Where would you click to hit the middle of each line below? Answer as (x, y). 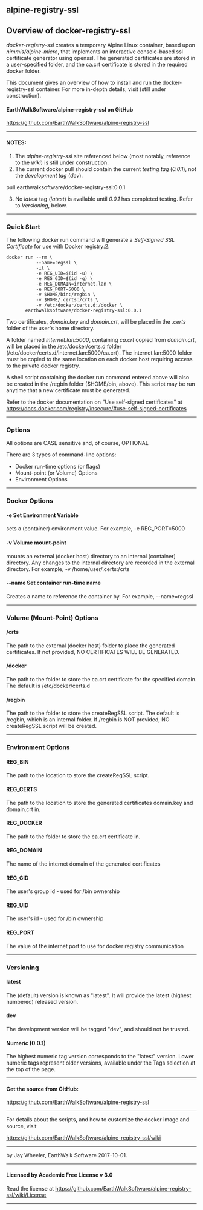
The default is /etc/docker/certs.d (48, 686)
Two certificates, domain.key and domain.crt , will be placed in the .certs (96, 321)
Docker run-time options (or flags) (58, 467)
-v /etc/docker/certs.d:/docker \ (79, 305)
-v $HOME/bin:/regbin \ (66, 294)
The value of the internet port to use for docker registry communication (95, 946)
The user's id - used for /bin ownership (55, 918)
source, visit (21, 1126)
